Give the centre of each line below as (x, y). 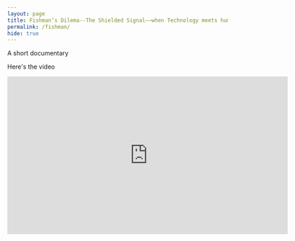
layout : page (26, 14)
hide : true (23, 33)
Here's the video (31, 67)
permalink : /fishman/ (39, 27)
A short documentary (38, 53)
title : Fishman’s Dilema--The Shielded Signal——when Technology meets (112, 20)
